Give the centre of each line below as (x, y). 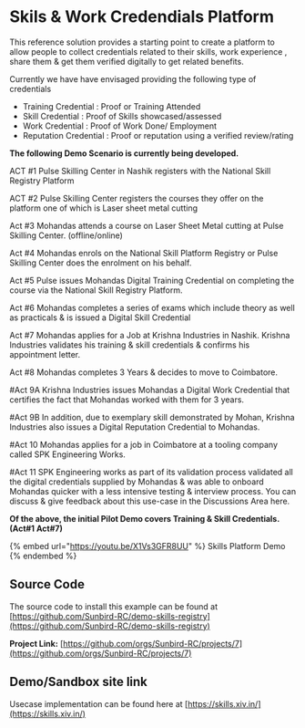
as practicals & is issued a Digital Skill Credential (100, 317)
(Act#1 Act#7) (36, 528)
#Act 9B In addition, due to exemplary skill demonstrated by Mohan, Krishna (152, 417)
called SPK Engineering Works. (67, 454)
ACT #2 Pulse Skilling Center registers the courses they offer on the (137, 198)
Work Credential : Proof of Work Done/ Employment (119, 126)
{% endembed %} (43, 556)
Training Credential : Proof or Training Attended (112, 106)
